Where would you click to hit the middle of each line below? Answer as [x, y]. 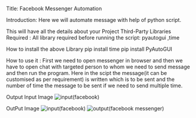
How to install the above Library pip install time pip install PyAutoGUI [89, 49]
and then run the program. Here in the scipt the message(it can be [86, 73]
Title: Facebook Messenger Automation [54, 9]
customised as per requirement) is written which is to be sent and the [91, 79]
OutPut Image [23, 108]
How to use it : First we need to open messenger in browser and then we [94, 60]
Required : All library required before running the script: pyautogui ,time [93, 37]
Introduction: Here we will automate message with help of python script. [94, 20]
